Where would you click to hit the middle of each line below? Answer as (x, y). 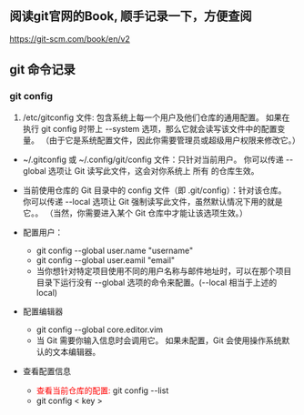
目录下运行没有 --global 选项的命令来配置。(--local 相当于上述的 (157, 282)
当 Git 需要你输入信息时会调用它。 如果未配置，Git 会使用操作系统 (159, 340)
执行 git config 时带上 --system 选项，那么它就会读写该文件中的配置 (150, 128)
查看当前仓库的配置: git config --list (102, 390)
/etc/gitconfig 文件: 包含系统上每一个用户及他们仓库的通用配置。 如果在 (156, 117)
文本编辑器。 (76, 351)
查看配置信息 (46, 370)
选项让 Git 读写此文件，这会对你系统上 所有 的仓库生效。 (154, 170)
